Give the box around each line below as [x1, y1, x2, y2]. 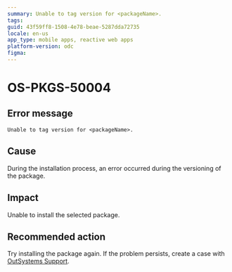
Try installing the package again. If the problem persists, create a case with [7, 250, 225, 258]
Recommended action [7, 231, 106, 242]
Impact [7, 192, 39, 204]
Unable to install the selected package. [7, 210, 120, 219]
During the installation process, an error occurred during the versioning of [7, 164, 221, 172]
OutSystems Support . [7, 257, 70, 266]
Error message [7, 108, 74, 119]
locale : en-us [7, 30, 49, 37]
